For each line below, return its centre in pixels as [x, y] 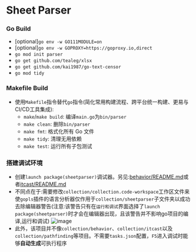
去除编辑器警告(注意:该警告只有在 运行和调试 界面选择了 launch [87, 207]
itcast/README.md [43, 184]
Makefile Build [27, 88]
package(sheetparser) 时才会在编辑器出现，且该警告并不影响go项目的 [99, 214]
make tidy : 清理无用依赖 [53, 139]
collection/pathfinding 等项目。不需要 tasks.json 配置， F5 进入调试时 [99, 236]
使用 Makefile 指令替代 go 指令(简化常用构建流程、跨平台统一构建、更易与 [102, 102]
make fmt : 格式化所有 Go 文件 [59, 131]
